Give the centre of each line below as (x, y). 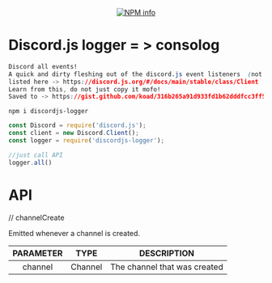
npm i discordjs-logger (49, 112)
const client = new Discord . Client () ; (74, 133)
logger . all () (30, 163)
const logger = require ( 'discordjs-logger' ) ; (86, 141)
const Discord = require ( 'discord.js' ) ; (78, 125)
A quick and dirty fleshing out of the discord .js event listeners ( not (136, 74)
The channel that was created (167, 267)
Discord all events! (43, 66)
